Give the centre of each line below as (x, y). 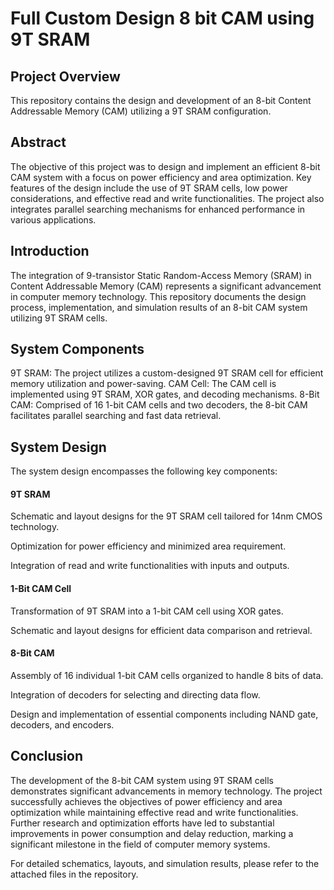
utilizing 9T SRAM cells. (59, 318)
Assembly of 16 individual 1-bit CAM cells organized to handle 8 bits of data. (167, 675)
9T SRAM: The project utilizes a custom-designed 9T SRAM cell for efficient (167, 373)
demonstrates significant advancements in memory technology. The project (166, 791)
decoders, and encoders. (62, 724)
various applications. (53, 219)
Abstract (38, 142)
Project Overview (65, 76)
